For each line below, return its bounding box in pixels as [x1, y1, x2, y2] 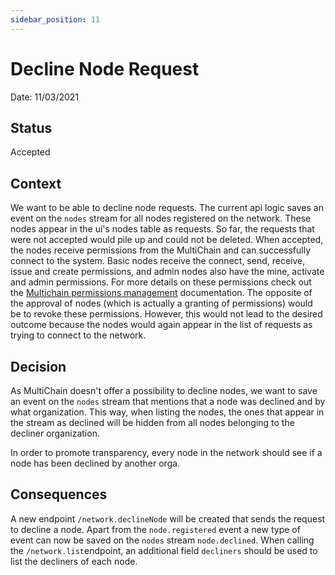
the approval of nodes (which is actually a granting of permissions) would [10, 297, 313, 310]
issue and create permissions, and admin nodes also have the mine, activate [10, 266, 325, 278]
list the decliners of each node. [10, 555, 138, 567]
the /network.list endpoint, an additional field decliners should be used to [10, 544, 318, 556]
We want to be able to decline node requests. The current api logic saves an [10, 202, 324, 214]
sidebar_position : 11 [10, 14, 101, 25]
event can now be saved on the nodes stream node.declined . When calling [10, 534, 315, 546]
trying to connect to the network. [10, 329, 147, 341]
